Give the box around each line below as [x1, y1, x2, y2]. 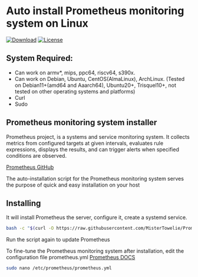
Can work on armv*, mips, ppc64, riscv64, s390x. [14, 69, 136, 76]
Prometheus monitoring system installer [6, 118, 157, 128]
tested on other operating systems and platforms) [14, 87, 136, 95]
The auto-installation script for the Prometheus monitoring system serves [6, 175, 184, 182]
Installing [6, 198, 41, 208]
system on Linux [6, 17, 88, 30]
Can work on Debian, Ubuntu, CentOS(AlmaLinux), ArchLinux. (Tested [14, 75, 185, 82]
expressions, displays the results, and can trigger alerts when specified [6, 146, 180, 153]
